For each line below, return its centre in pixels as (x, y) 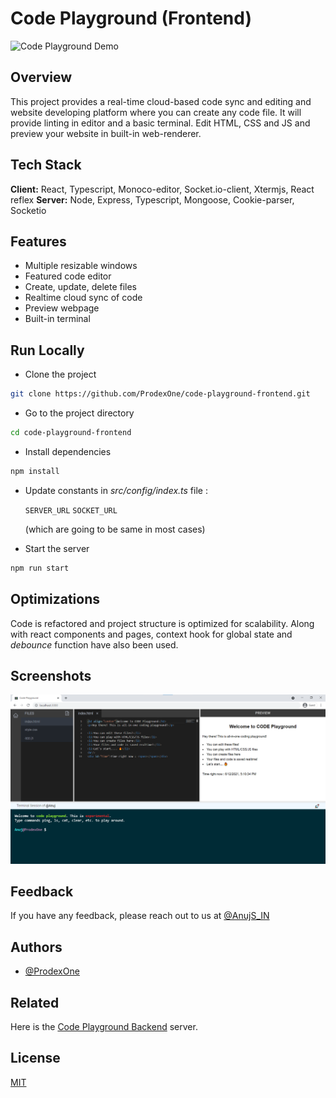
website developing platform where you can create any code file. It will (156, 112)
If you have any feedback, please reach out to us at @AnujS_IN (140, 916)
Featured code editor (68, 276)
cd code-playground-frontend (71, 433)
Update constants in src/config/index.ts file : (116, 490)
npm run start (40, 568)
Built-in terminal (57, 319)
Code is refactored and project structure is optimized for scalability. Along (162, 623)
